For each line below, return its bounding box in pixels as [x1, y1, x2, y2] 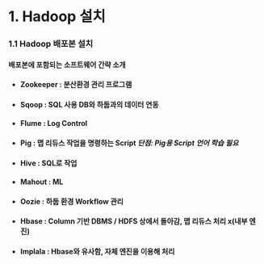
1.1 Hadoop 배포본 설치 [8, 38, 94, 49]
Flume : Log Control [19, 119, 88, 128]
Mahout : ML [19, 177, 64, 186]
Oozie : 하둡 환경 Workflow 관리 [19, 196, 124, 206]
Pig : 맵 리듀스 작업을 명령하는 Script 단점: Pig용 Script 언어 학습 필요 [19, 138, 239, 148]
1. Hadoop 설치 [8, 7, 107, 26]
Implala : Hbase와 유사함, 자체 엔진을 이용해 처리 [19, 247, 175, 257]
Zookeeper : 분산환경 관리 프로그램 [19, 80, 132, 90]
